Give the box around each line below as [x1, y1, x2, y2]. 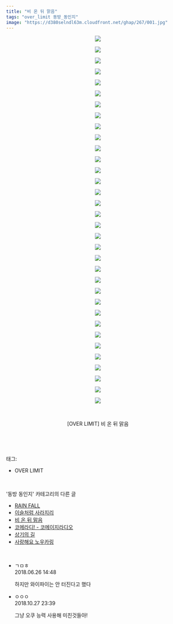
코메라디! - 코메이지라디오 [14, 524, 73, 531]
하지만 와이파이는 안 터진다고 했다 [14, 581, 91, 588]
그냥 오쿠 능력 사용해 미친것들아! [14, 612, 88, 619]
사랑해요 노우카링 [14, 539, 54, 546]
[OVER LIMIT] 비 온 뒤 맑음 [66, 420, 129, 428]
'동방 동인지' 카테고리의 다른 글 [6, 491, 76, 498]
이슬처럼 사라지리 [14, 509, 54, 516]
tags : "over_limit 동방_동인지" [6, 14, 79, 20]
